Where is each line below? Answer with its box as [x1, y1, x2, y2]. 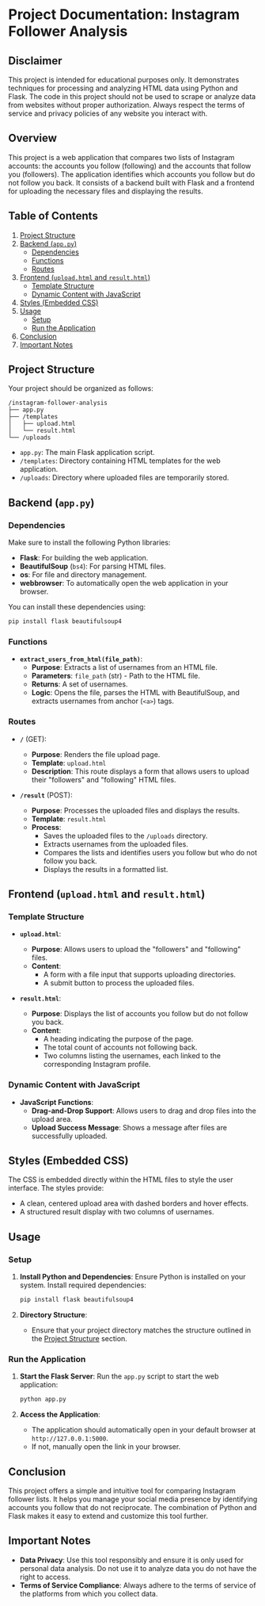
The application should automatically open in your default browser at [31, 1425, 256, 1435]
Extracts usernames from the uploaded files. [43, 839, 188, 849]
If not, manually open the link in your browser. [31, 1442, 181, 1451]
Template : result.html [31, 814, 107, 824]
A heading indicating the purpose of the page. [43, 1034, 194, 1044]
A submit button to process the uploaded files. [43, 978, 195, 988]
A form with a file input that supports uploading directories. [43, 969, 236, 980]
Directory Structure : [19, 1310, 88, 1319]
